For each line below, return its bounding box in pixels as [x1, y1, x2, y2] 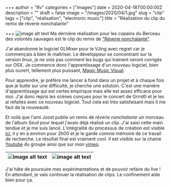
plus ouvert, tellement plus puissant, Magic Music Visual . [5, 67, 125, 73]
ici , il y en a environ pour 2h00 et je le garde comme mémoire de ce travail [5, 130, 162, 137]
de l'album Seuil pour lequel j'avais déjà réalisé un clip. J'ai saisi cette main [5, 120, 163, 125]
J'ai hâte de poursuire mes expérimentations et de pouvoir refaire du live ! [5, 166, 161, 172]
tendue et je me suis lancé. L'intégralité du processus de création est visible [5, 125, 165, 131]
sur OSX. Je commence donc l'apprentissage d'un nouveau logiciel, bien [5, 62, 159, 68]
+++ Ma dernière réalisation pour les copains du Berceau [5, 31, 160, 36]
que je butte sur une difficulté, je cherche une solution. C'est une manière [5, 83, 160, 89]
